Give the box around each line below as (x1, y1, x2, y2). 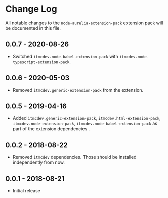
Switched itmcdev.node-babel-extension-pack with (12, 53, 118, 59)
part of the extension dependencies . (12, 126, 90, 132)
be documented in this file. (5, 25, 61, 31)
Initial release (12, 188, 40, 193)
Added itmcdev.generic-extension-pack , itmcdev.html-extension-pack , (12, 115, 161, 121)
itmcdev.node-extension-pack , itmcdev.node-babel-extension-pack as (12, 120, 158, 127)
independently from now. (12, 159, 65, 166)
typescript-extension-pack (12, 59, 70, 65)
